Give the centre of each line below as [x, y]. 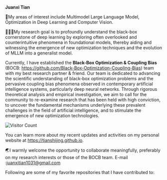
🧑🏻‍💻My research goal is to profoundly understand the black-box [71, 32]
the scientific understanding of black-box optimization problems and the [79, 79]
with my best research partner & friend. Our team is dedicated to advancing [83, 73]
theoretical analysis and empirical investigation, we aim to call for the [76, 94]
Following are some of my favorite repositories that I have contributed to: [80, 172]
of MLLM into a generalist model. [39, 53]
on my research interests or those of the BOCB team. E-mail [67, 157]
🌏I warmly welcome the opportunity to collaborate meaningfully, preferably [83, 150]
